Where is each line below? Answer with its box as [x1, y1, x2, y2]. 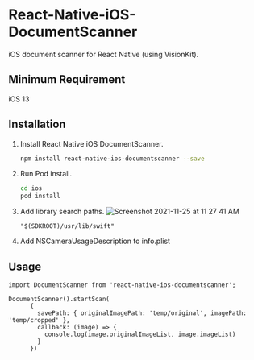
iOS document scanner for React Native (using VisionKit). [8, 49, 199, 59]
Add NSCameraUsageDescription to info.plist [19, 236, 171, 246]
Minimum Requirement [8, 72, 126, 86]
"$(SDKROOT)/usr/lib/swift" [19, 222, 115, 230]
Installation [8, 118, 66, 131]
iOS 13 [8, 94, 30, 104]
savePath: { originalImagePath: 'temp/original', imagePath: [37, 309, 248, 317]
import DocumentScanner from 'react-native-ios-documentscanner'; [8, 281, 236, 289]
